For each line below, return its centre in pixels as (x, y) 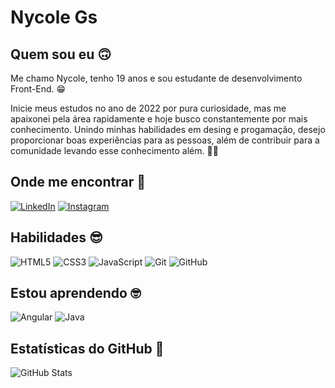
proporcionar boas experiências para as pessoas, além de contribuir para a (165, 140)
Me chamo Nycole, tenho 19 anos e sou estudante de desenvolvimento (156, 78)
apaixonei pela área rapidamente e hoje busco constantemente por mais (159, 119)
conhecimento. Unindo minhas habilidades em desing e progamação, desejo (168, 129)
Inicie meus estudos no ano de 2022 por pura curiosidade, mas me (148, 108)
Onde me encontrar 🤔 (78, 182)
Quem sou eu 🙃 (61, 54)
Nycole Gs (54, 17)
